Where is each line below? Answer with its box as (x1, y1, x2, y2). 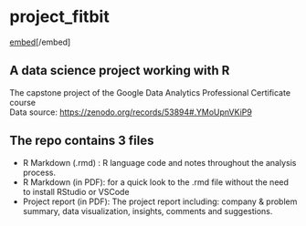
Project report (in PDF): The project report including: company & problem (22, 196, 298, 207)
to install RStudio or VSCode (22, 186, 130, 197)
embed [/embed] (9, 36, 71, 47)
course (9, 97, 37, 108)
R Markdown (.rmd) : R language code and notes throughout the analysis (22, 157, 297, 168)
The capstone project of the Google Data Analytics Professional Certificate (9, 87, 290, 98)
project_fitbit (9, 6, 110, 27)
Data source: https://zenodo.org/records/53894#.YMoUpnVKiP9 (9, 107, 253, 118)
